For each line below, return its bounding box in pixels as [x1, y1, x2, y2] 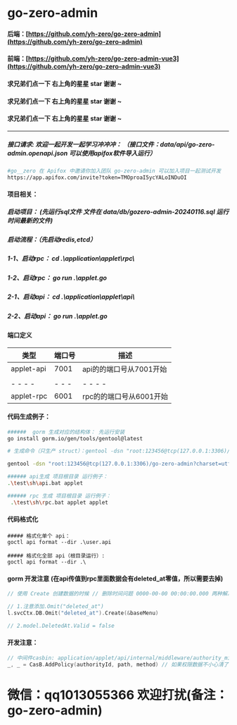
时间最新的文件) [7, 216, 53, 225]
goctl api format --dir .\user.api [7, 538, 112, 545]
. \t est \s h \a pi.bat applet [7, 480, 83, 487]
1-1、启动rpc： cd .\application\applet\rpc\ [7, 254, 135, 263]
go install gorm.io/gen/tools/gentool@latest [7, 435, 143, 442]
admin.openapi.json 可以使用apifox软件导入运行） [7, 149, 156, 158]
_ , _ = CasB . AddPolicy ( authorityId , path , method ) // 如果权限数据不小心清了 [7, 661, 229, 668]
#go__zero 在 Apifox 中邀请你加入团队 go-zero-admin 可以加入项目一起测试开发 [7, 167, 222, 174]
